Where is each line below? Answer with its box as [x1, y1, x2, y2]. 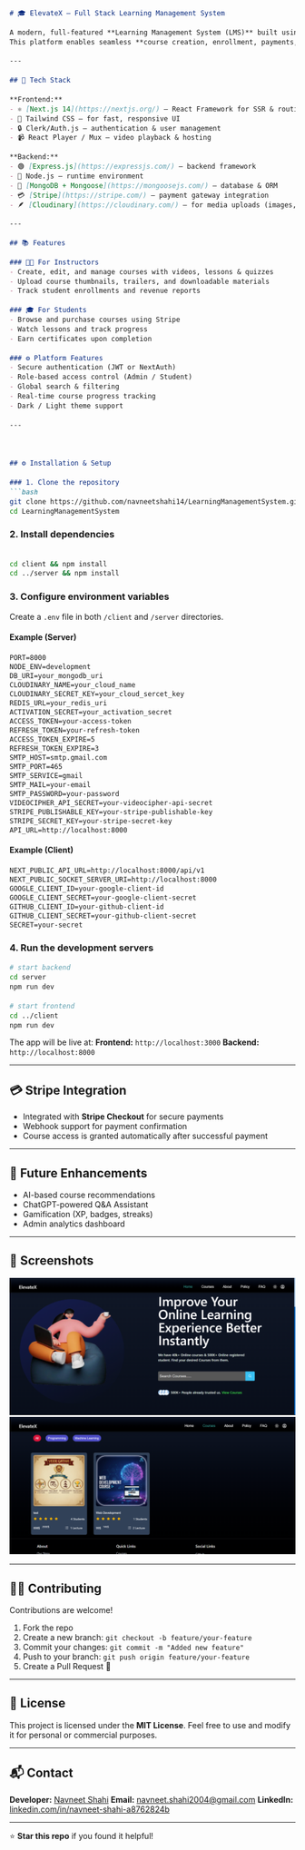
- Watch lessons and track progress [9, 324, 148, 334]
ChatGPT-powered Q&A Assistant [22, 1199, 149, 1210]
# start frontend [9, 1001, 75, 1010]
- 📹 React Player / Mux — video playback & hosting [9, 133, 212, 143]
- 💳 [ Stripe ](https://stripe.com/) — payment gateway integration [9, 191, 270, 200]
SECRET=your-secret [9, 920, 84, 930]
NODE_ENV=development [9, 662, 92, 671]
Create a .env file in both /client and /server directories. [9, 611, 224, 622]
